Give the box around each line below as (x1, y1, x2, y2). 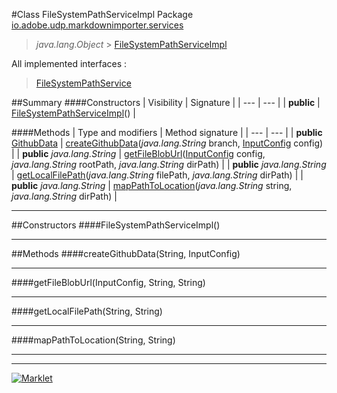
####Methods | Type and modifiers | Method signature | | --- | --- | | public (11, 127, 323, 138)
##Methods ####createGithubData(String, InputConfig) (11, 248, 241, 259)
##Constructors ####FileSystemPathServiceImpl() (11, 219, 221, 231)
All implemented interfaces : (11, 58, 128, 69)
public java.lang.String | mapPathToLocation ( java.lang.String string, (11, 180, 293, 191)
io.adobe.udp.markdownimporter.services (11, 19, 184, 31)
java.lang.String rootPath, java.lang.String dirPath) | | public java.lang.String (11, 159, 327, 170)
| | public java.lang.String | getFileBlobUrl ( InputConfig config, (11, 148, 266, 159)
